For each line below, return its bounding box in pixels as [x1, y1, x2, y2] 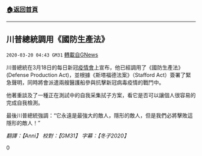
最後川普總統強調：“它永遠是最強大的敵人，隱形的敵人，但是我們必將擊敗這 [6, 112, 194, 119]
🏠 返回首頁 [6, 5, 38, 13]
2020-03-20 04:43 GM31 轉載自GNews [6, 51, 99, 58]
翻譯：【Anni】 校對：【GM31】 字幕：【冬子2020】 [6, 132, 129, 139]
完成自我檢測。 [6, 99, 43, 106]
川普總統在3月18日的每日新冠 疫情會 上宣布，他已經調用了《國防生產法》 [6, 64, 184, 71]
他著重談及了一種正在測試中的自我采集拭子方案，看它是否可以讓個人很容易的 [6, 92, 196, 99]
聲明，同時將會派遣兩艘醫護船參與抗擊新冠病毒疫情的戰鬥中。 [11, 79, 164, 86]
